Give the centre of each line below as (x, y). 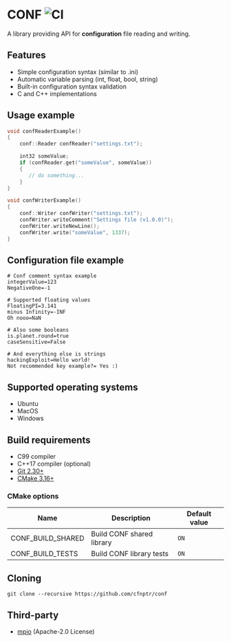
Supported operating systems (73, 387)
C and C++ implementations (57, 93)
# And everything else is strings (57, 354)
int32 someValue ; (44, 157)
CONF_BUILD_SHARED (47, 538)
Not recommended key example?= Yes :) (63, 366)
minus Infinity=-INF (37, 312)
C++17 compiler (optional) (54, 464)
